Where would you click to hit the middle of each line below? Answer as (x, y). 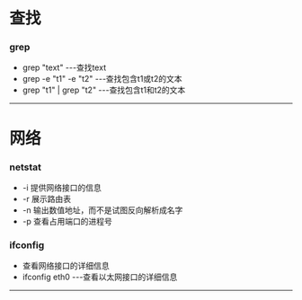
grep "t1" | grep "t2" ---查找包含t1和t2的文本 (104, 90)
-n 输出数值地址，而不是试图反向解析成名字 (102, 210)
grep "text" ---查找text (64, 67)
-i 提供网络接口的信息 (62, 187)
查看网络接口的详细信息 (66, 266)
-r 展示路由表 (47, 199)
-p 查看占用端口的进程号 (67, 221)
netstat (26, 167)
